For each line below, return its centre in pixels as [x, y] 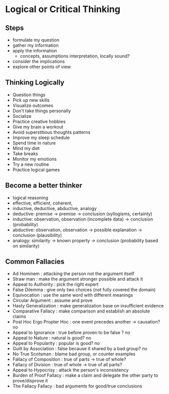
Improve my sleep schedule [41, 138]
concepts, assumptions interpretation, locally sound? [75, 56]
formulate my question [36, 40]
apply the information [35, 51]
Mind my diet [26, 148]
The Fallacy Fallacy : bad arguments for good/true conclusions [77, 386]
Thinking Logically [35, 82]
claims [19, 316]
